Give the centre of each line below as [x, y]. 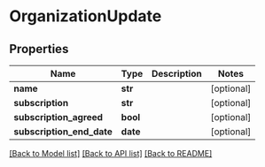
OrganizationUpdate [86, 16]
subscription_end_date [63, 132]
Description [177, 74]
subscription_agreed [58, 117]
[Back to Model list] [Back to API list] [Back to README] [111, 153]
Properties [39, 49]
